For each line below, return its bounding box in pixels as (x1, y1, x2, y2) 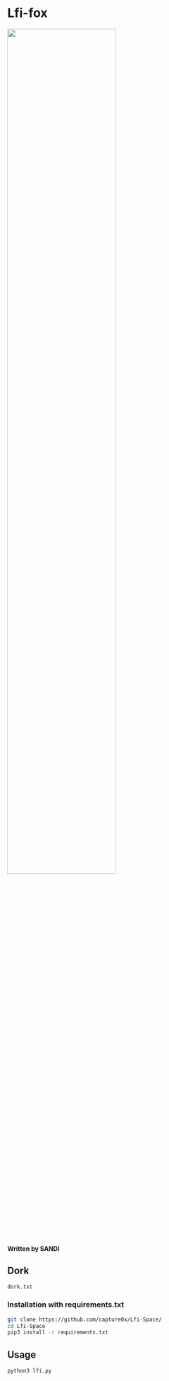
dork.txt (7, 1283, 33, 1290)
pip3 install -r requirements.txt (7, 1329, 109, 1336)
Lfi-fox (7, 5, 48, 21)
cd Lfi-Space (7, 1322, 46, 1329)
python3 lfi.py (7, 1368, 52, 1375)
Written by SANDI (7, 1244, 60, 1253)
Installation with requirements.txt (7, 1300, 125, 1310)
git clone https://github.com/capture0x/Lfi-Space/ (7, 1316, 162, 1323)
